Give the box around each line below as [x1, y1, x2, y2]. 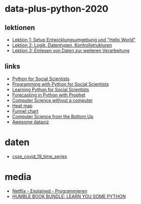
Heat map [12, 103, 33, 109]
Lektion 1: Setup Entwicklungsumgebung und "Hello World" [12, 37, 136, 43]
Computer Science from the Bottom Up [12, 113, 94, 119]
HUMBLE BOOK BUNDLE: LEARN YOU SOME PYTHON [12, 193, 126, 199]
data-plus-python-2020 [5, 3, 109, 15]
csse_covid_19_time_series [12, 153, 67, 159]
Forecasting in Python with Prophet [12, 92, 85, 98]
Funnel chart [12, 108, 39, 114]
